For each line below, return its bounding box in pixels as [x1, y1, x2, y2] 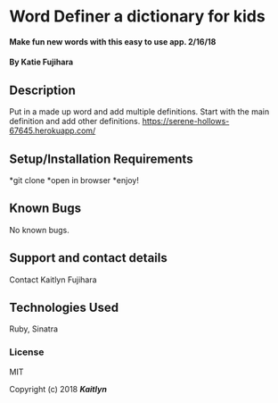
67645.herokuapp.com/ [9, 125, 96, 136]
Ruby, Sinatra [9, 323, 59, 334]
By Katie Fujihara [9, 56, 74, 68]
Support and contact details [9, 250, 168, 265]
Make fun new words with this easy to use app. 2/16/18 [9, 36, 217, 46]
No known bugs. [9, 224, 69, 235]
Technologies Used [9, 300, 119, 315]
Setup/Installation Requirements [9, 151, 193, 166]
